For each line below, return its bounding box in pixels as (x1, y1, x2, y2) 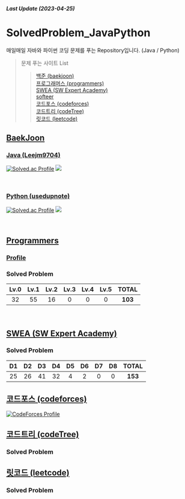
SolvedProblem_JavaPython (6, 26, 151, 39)
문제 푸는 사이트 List (20, 59, 69, 66)
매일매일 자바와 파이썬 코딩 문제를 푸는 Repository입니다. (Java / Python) (6, 46, 180, 54)
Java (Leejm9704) (6, 150, 61, 159)
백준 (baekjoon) (35, 72, 74, 79)
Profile (6, 253, 26, 262)
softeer (35, 93, 54, 100)
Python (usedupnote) (6, 192, 70, 200)
